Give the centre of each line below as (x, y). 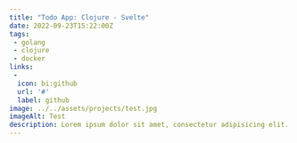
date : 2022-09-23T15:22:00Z (62, 26)
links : (21, 68)
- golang (29, 42)
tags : (19, 34)
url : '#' (33, 91)
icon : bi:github (47, 83)
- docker (29, 59)
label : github (43, 100)
